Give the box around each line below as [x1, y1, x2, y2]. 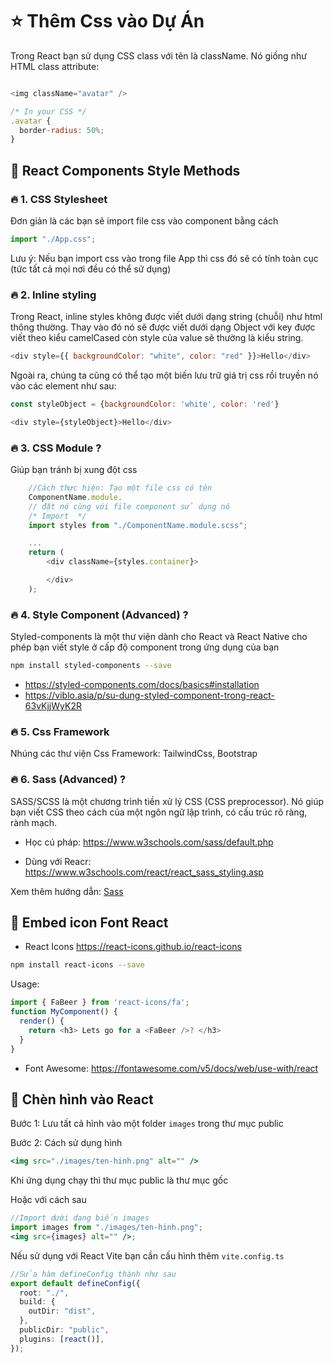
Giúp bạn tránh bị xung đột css [10, 464, 138, 476]
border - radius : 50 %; [19, 125, 105, 135]
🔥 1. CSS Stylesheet [10, 192, 108, 206]
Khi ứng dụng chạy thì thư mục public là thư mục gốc [10, 1174, 229, 1187]
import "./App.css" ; [10, 234, 97, 244]
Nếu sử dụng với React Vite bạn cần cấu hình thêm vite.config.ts [10, 1249, 285, 1262]
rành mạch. [10, 816, 58, 828]
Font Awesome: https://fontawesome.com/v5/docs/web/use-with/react [24, 1062, 319, 1074]
